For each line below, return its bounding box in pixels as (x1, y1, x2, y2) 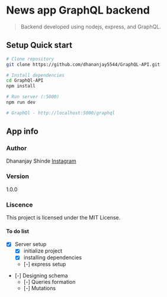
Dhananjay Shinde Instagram (6, 157, 77, 164)
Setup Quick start (6, 40, 73, 50)
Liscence (6, 201, 33, 209)
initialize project (23, 247, 63, 254)
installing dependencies (23, 254, 82, 261)
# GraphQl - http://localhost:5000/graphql (6, 110, 115, 116)
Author (6, 144, 27, 153)
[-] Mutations (23, 285, 56, 292)
